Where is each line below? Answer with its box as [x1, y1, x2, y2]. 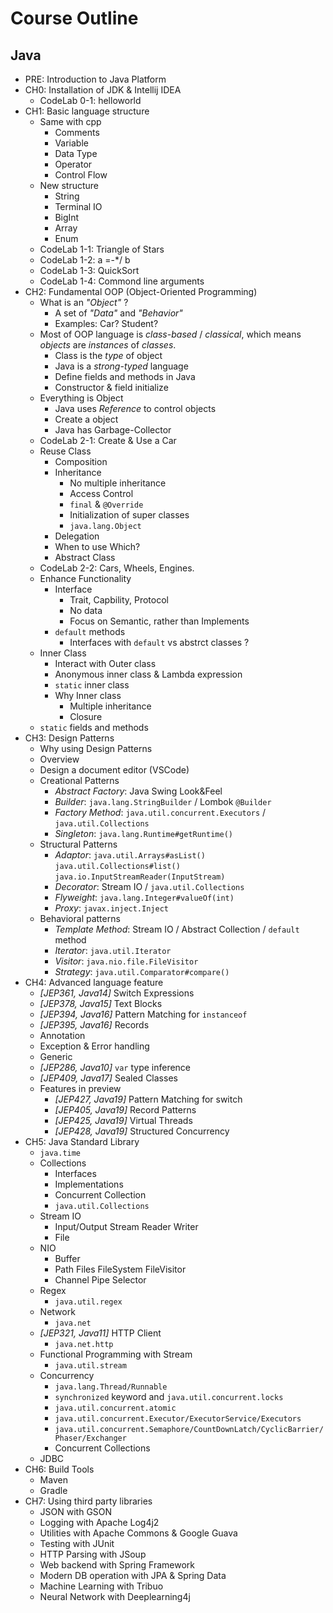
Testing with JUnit [39, 1538, 115, 1549]
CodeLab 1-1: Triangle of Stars [39, 243, 165, 255]
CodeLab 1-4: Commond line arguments [39, 275, 205, 287]
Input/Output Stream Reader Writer [54, 1221, 199, 1232]
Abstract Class [54, 552, 116, 563]
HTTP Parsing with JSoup [39, 1548, 147, 1560]
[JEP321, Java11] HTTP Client [39, 1327, 162, 1339]
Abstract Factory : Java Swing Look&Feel [54, 785, 223, 797]
